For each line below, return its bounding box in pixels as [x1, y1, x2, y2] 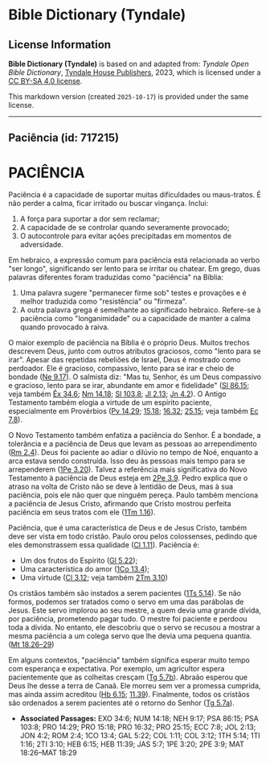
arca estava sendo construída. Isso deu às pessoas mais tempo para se [8, 456, 246, 466]
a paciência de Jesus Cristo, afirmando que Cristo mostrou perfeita [8, 499, 231, 509]
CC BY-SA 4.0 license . [8, 76, 83, 85]
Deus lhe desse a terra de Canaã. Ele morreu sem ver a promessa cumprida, [8, 681, 261, 691]
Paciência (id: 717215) [8, 131, 119, 145]
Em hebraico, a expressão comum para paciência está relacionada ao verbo [8, 255, 260, 265]
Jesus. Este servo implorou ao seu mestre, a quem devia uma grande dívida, [8, 605, 261, 615]
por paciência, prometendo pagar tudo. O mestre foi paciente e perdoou [8, 614, 247, 624]
